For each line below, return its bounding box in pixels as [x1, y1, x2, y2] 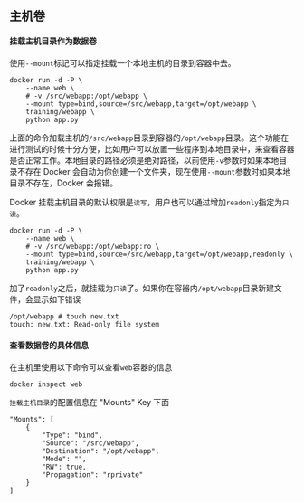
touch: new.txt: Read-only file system [9, 319, 160, 328]
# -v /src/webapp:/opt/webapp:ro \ [25, 242, 160, 251]
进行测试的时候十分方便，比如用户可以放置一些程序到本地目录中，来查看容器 [9, 143, 295, 154]
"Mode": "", [42, 454, 88, 463]
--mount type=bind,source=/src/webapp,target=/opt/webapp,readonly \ [25, 250, 294, 259]
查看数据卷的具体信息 [9, 340, 89, 351]
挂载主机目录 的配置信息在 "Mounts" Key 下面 [9, 396, 170, 407]
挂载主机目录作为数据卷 [9, 35, 97, 46]
